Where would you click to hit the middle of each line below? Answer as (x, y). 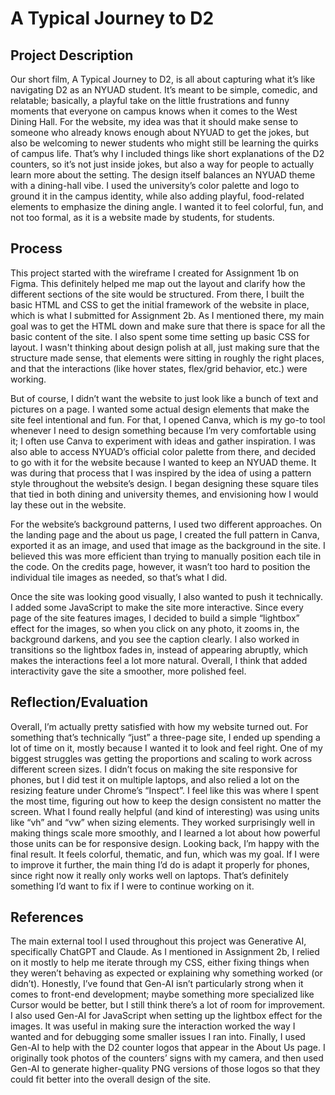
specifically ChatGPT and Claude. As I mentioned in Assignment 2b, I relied (165, 952)
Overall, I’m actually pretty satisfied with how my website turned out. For (159, 726)
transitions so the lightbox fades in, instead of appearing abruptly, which (159, 649)
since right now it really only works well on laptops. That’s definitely (149, 875)
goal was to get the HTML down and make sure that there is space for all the (168, 326)
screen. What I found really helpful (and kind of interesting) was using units (165, 811)
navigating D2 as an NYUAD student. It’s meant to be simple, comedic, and (164, 90)
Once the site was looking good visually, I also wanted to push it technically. (166, 596)
